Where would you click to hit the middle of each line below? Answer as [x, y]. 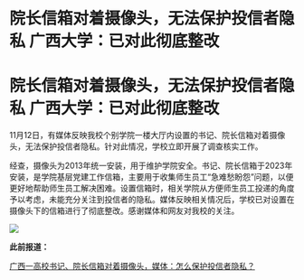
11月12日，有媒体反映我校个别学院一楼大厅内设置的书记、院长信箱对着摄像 [147, 135]
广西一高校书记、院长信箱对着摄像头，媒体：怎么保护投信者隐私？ [132, 266]
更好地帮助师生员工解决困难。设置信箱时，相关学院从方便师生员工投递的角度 [152, 188]
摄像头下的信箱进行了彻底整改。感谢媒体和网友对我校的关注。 [124, 211]
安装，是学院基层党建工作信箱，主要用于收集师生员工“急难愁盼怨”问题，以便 [152, 177]
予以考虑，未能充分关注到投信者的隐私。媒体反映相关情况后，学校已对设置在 [152, 200]
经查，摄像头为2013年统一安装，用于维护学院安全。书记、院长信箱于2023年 [151, 166]
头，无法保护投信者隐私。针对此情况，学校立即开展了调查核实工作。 [136, 146]
